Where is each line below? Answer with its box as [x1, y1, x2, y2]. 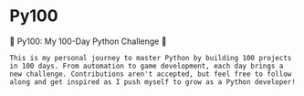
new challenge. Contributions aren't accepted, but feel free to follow [9, 69, 292, 79]
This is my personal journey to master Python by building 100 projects [9, 53, 292, 62]
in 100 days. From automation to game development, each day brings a [9, 61, 284, 70]
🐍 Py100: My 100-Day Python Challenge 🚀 [9, 36, 167, 47]
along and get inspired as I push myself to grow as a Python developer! [9, 77, 297, 87]
